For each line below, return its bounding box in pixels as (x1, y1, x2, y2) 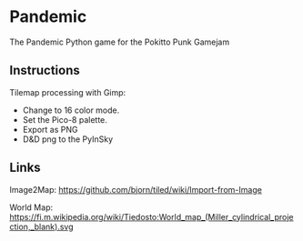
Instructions (9, 63, 80, 78)
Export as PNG (22, 124, 78, 135)
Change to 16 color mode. (22, 105, 120, 115)
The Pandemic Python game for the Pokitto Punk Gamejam (9, 36, 230, 47)
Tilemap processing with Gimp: (9, 86, 126, 97)
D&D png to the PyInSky (22, 134, 114, 145)
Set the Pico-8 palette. (22, 114, 107, 125)
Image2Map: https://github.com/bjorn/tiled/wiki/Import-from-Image (9, 184, 262, 195)
